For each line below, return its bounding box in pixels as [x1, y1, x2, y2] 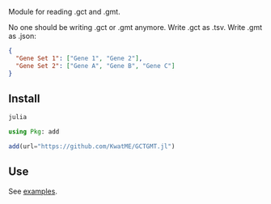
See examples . [8, 186, 58, 196]
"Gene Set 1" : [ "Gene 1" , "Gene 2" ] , [15, 54, 143, 62]
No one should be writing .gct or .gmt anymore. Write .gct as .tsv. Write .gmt [8, 23, 263, 32]
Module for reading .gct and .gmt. [8, 7, 121, 16]
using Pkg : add [8, 128, 60, 136]
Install [8, 91, 40, 105]
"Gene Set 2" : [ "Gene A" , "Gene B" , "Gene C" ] [15, 62, 176, 70]
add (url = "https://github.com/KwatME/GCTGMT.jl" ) [8, 142, 176, 151]
